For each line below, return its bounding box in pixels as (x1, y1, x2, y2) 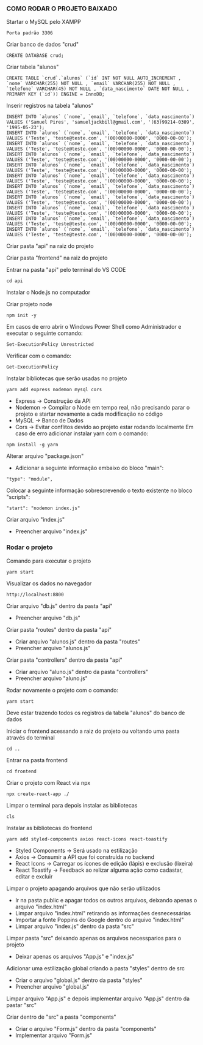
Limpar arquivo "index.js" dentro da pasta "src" (15, 923, 134, 930)
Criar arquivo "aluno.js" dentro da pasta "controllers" (15, 668, 148, 675)
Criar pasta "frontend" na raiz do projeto (6, 254, 108, 261)
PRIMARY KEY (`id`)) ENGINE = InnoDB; (6, 91, 105, 97)
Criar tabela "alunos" (6, 63, 59, 71)
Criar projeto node (6, 301, 52, 308)
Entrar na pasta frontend (6, 756, 68, 763)
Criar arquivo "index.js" (6, 516, 65, 523)
